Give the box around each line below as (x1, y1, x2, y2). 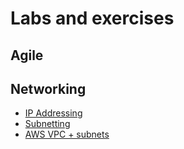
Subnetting (24, 118, 71, 130)
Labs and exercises (10, 7, 175, 30)
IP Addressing (24, 107, 83, 119)
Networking (10, 80, 87, 97)
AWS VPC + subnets (24, 128, 110, 141)
